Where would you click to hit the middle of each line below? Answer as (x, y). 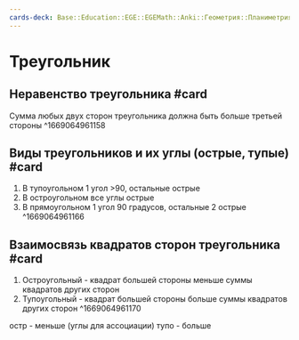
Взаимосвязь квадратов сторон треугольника (145, 244)
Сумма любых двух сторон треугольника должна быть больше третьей (146, 116)
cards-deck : (31, 17)
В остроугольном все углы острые (88, 198)
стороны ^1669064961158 (57, 125)
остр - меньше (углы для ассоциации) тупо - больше (110, 326)
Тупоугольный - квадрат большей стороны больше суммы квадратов (154, 299)
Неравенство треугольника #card (108, 94)
